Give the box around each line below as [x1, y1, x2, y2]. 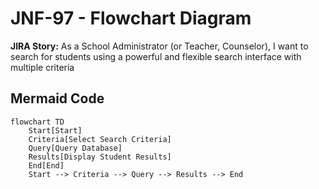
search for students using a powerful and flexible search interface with [10, 50, 302, 62]
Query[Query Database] [28, 143, 123, 153]
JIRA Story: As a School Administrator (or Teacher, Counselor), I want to [10, 40, 309, 52]
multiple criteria [10, 61, 75, 73]
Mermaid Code [10, 90, 105, 107]
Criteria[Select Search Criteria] [28, 134, 172, 144]
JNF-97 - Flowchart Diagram [10, 7, 252, 30]
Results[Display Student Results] [28, 152, 172, 162]
